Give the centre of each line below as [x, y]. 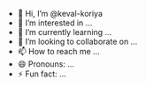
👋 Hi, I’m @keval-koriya [60, 14]
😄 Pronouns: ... [46, 64]
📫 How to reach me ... [58, 51]
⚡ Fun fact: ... [42, 74]
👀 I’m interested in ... [55, 23]
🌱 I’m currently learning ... [65, 32]
